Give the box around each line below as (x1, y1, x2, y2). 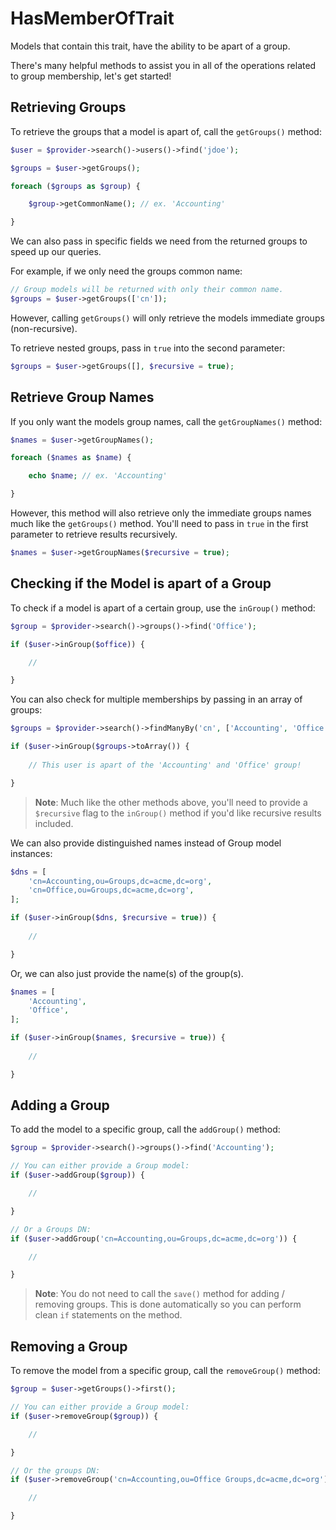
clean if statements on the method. (34, 1309, 183, 1321)
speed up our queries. (10, 246, 102, 258)
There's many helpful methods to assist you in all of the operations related (10, 59, 317, 71)
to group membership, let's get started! (10, 70, 172, 82)
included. (34, 817, 74, 829)
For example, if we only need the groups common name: (10, 265, 243, 277)
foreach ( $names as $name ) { (10, 453, 132, 463)
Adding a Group (10, 1097, 110, 1114)
